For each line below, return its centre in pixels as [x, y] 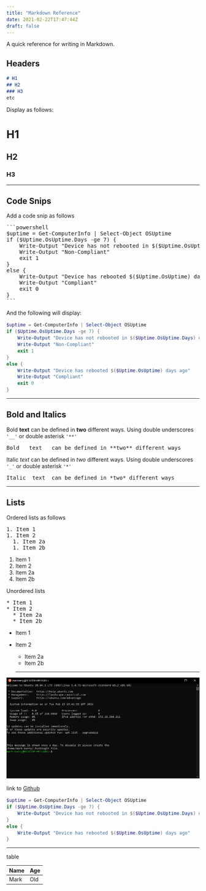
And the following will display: [44, 313]
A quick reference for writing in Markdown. [60, 44]
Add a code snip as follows [40, 216]
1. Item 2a [29, 541]
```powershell [28, 228]
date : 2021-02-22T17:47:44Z [42, 19]
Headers [23, 64]
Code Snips [29, 201]
